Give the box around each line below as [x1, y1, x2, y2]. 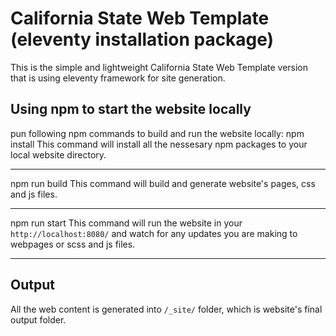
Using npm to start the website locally [10, 101, 252, 118]
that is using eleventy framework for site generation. [10, 72, 226, 84]
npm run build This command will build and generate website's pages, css [10, 177, 316, 189]
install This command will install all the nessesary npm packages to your [10, 138, 308, 150]
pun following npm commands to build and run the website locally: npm [10, 127, 305, 139]
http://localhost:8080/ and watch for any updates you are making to [10, 227, 298, 239]
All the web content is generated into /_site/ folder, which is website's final [10, 303, 323, 315]
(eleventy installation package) [10, 28, 275, 51]
